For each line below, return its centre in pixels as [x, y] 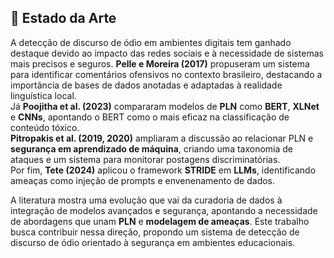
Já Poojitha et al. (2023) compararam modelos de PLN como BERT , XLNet [165, 106]
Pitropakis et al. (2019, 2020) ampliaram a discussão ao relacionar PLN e [162, 138]
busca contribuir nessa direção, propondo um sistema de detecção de [155, 232]
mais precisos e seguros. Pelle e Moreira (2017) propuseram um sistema [160, 63]
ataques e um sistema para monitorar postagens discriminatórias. [145, 159]
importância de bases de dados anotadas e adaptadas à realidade [146, 85]
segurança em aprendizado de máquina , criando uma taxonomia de [152, 148]
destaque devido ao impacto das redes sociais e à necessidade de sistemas [167, 53]
